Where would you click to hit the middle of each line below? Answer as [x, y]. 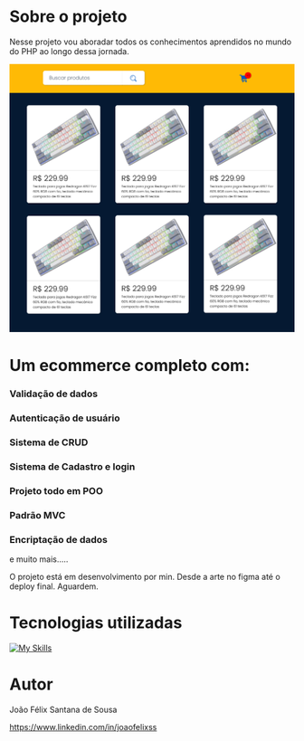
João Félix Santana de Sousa [63, 709]
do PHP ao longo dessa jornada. [69, 51]
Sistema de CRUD [49, 442]
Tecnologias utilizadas [96, 623]
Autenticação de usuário [65, 418]
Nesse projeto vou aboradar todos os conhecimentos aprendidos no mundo [151, 42]
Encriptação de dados [59, 539]
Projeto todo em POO [57, 490]
